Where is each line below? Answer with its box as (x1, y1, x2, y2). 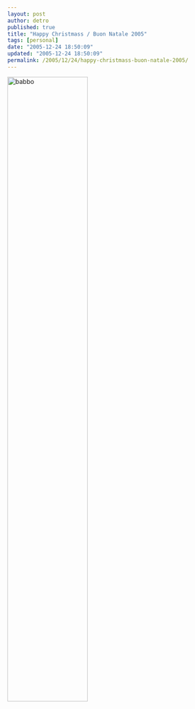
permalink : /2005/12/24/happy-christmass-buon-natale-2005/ (7, 57, 189, 64)
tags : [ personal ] (7, 37, 59, 44)
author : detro (7, 17, 50, 24)
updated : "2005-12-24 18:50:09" (7, 51, 103, 58)
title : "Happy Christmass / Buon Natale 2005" (7, 30, 147, 38)
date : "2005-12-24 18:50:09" (7, 43, 94, 51)
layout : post (7, 10, 46, 18)
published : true (7, 23, 55, 31)
